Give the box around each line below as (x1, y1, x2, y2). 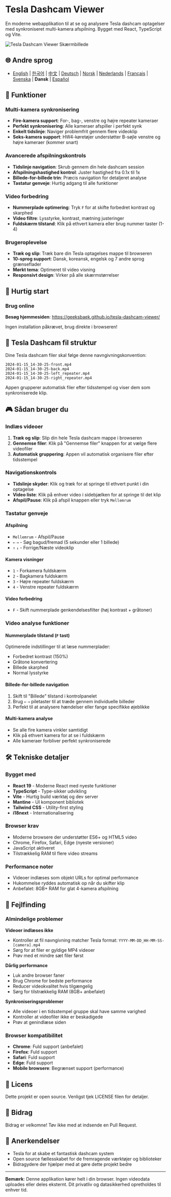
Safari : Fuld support (12, 1055, 55, 1061)
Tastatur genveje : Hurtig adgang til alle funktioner (12, 180, 119, 186)
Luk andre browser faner (12, 972, 65, 978)
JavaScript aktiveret (12, 845, 55, 851)
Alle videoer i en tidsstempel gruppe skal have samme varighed (12, 1008, 146, 1014)
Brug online (5, 302, 35, 309)
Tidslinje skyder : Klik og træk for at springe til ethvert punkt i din (12, 481, 149, 487)
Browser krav (5, 822, 39, 829)
